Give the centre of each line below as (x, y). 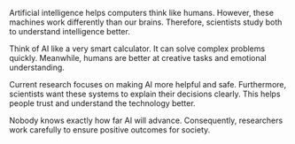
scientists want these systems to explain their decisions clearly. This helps (145, 94)
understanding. (37, 67)
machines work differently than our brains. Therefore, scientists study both (146, 22)
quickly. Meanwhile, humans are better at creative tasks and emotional (138, 58)
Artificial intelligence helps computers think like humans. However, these (142, 13)
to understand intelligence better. (70, 31)
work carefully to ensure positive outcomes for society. (110, 130)
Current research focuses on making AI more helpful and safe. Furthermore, (148, 84)
